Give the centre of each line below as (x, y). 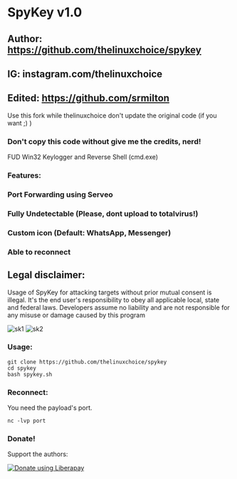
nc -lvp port (27, 421)
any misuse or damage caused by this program (77, 315)
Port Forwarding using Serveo (60, 195)
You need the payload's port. (50, 408)
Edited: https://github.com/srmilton (88, 98)
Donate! (21, 439)
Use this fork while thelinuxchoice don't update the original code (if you (112, 115)
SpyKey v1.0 (45, 12)
